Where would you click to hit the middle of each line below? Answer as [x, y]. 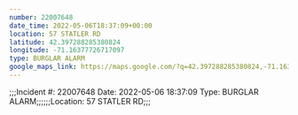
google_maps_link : [43, 67]
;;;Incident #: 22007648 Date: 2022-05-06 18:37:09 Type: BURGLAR [134, 92]
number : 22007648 [41, 17]
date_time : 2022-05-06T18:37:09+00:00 [81, 26]
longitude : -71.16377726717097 [67, 50]
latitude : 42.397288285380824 [65, 42]
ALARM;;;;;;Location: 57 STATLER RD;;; [80, 101]
